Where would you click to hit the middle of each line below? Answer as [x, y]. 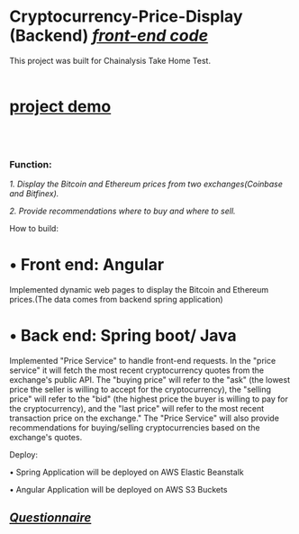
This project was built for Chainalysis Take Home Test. [110, 60]
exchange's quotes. [46, 438]
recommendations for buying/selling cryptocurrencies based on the [135, 428]
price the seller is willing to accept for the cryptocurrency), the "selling [140, 390]
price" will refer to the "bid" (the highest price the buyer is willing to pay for [149, 399]
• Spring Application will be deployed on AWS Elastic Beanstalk [127, 472]
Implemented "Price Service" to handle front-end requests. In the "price [143, 361]
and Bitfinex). [34, 194]
